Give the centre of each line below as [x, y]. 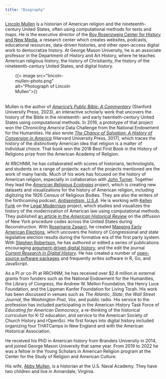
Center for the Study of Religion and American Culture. [61, 356]
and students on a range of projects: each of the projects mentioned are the [83, 168]
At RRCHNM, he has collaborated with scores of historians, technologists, [80, 163]
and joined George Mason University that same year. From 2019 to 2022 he [82, 346]
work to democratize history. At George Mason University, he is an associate [83, 50]
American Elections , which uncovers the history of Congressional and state [82, 232]
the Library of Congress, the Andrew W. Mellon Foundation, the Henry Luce [82, 283]
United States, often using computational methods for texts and [87, 29]
